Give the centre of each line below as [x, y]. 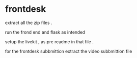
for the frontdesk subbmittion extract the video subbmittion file [69, 51]
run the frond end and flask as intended [45, 32]
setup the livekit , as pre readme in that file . [49, 42]
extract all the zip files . [29, 23]
